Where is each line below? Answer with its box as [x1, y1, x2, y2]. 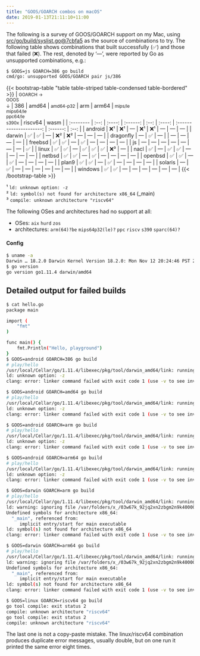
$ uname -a [6, 252, 33, 259]
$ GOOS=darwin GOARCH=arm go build [6, 488, 95, 494]
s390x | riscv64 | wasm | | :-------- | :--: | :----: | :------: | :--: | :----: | [6, 119, 175, 126]
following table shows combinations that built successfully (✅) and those [6, 43, 185, 51]
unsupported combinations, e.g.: [6, 57, 86, 64]
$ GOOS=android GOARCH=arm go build [6, 422, 97, 428]
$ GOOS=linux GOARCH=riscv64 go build [6, 598, 102, 604]
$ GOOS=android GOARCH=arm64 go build [6, 455, 102, 461]
